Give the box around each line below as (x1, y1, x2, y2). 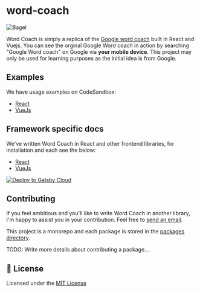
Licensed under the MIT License (6, 279, 86, 287)
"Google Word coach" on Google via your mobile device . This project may (6, 48, 192, 55)
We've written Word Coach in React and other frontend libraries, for (6, 140, 175, 147)
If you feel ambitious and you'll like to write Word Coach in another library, (6, 210, 190, 217)
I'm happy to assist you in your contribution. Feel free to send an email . (6, 216, 183, 224)
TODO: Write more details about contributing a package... (6, 246, 149, 253)
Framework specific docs (6, 124, 104, 134)
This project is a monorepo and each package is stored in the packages (6, 228, 185, 235)
